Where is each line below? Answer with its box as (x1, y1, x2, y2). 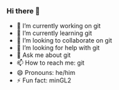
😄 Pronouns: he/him (16, 69, 75, 77)
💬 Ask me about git (16, 51, 71, 59)
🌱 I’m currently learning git (16, 29, 93, 37)
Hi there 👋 (6, 6, 41, 16)
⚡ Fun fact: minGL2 (16, 76, 72, 85)
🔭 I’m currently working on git (16, 22, 101, 30)
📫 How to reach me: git (16, 58, 84, 67)
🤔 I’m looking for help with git (16, 44, 100, 52)
